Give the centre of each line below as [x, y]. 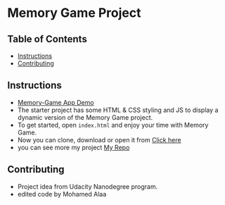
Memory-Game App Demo [56, 102]
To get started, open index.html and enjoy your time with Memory [113, 125]
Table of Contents [47, 39]
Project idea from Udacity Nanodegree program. [88, 186]
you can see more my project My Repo [73, 147]
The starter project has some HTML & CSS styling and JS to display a [118, 110]
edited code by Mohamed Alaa [62, 194]
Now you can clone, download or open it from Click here [99, 139]
